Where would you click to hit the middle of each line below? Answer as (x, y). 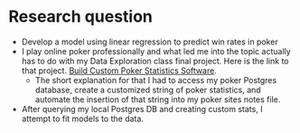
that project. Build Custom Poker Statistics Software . (119, 71)
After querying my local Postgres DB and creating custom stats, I (142, 109)
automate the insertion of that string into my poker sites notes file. (158, 99)
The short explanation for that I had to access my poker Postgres (156, 80)
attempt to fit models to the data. (82, 119)
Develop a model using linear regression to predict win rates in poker (150, 42)
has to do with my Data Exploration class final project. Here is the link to (155, 61)
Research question (80, 17)
